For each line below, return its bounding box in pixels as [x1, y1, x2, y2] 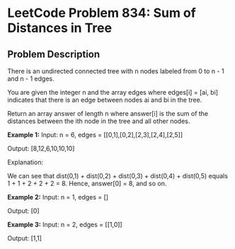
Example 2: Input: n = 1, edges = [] [7, 193, 108, 201]
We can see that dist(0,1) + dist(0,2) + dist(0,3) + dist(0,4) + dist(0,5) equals [7, 172, 229, 180]
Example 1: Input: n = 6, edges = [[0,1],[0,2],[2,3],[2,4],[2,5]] [7, 131, 183, 139]
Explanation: [7, 158, 44, 166]
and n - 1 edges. [7, 74, 55, 83]
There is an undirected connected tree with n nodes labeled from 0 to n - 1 [7, 67, 224, 75]
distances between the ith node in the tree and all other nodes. [7, 117, 190, 125]
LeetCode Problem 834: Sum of [7, 5, 196, 21]
